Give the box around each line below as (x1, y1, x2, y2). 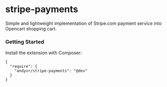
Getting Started (5, 38, 44, 45)
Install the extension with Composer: (5, 50, 82, 56)
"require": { (10, 64, 38, 69)
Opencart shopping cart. (5, 25, 57, 31)
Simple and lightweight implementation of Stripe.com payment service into (5, 20, 162, 26)
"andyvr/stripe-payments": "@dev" (14, 68, 88, 74)
